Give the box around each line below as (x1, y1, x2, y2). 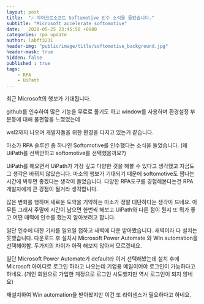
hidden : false (6, 55, 43, 61)
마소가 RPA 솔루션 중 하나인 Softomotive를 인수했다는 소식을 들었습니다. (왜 (6, 142, 188, 149)
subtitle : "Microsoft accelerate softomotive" (6, 20, 127, 26)
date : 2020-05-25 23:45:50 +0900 (6, 26, 97, 32)
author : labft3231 (6, 37, 53, 44)
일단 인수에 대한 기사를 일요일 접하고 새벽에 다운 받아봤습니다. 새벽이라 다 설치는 (6, 227, 198, 234)
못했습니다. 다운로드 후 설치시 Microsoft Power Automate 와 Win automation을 (6, 234, 198, 242)
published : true (6, 60, 51, 66)
